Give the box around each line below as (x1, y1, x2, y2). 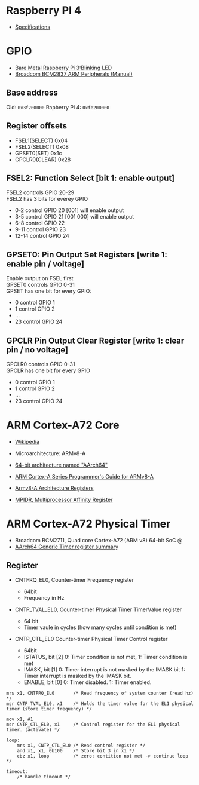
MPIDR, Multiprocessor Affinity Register (14, 496, 113, 503)
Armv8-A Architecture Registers (14, 485, 94, 492)
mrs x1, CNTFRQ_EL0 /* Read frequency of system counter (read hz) (6, 690, 194, 696)
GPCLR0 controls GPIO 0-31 (6, 360, 75, 367)
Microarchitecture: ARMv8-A (14, 449, 86, 457)
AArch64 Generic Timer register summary (14, 543, 118, 550)
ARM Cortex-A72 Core (6, 419, 120, 432)
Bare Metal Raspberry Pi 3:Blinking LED (14, 64, 112, 71)
